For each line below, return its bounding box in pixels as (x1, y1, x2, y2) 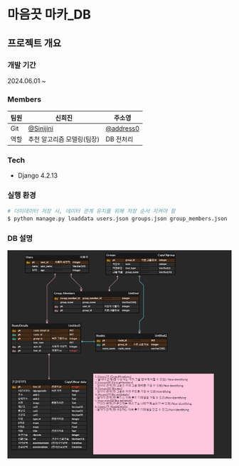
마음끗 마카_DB (7, 6, 91, 23)
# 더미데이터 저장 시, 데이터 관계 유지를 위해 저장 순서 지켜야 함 (7, 207, 176, 215)
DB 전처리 (105, 135, 134, 143)
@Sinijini (28, 124, 53, 132)
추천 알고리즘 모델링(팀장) (28, 135, 100, 143)
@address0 (105, 124, 140, 132)
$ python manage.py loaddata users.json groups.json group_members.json (7, 215, 228, 222)
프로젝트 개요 (7, 37, 62, 49)
